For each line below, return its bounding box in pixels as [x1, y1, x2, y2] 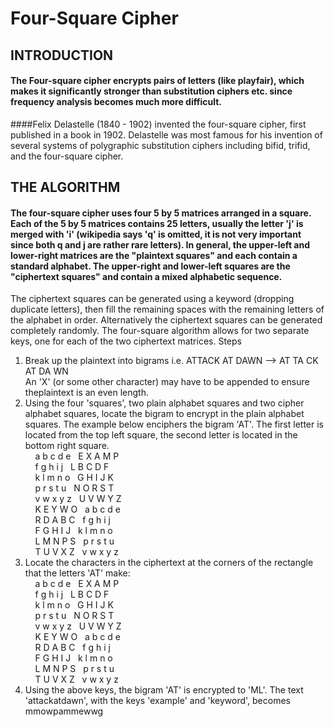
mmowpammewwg [24, 705, 104, 717]
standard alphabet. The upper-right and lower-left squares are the [10, 260, 291, 272]
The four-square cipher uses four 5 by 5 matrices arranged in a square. [10, 207, 312, 219]
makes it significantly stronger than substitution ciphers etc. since [10, 85, 293, 97]
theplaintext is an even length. [24, 387, 149, 399]
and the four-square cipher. [10, 150, 124, 162]
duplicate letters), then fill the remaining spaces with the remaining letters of [10, 303, 325, 316]
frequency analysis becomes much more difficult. [10, 96, 222, 108]
